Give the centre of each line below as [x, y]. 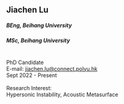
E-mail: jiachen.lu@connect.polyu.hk [52, 68]
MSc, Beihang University [38, 41]
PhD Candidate [25, 62]
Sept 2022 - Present [32, 75]
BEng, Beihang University [39, 25]
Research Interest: [29, 88]
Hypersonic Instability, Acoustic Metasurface [62, 94]
